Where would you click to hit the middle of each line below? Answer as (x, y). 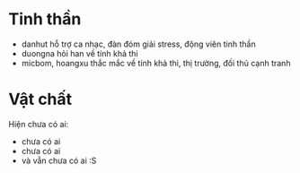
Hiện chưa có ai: (39, 124)
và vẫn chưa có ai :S (59, 160)
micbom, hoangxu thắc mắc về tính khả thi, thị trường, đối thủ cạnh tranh (156, 63)
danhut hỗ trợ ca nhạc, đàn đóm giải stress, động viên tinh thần (139, 44)
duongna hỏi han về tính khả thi (79, 53)
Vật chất (40, 99)
